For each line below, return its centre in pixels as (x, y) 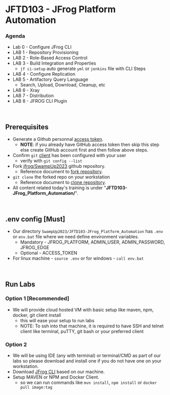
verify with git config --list (51, 161)
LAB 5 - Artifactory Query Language (50, 79)
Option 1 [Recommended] (37, 298)
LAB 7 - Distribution (33, 96)
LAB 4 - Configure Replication (44, 74)
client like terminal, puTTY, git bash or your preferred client (82, 331)
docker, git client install (37, 315)
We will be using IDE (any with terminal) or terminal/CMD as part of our (87, 356)
